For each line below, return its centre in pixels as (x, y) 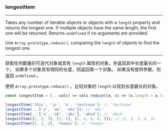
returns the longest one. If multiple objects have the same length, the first (81, 28)
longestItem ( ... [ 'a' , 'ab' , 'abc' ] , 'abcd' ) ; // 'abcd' (64, 114)
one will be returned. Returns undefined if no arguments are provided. (77, 33)
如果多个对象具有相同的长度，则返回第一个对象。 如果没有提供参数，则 (88, 69)
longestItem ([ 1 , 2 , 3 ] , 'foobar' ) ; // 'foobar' (56, 123)
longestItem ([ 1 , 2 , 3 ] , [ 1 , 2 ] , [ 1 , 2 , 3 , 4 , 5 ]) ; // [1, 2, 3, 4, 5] (80, 118)
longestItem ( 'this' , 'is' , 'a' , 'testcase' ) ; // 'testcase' (69, 105)
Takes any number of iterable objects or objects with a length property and (82, 22)
